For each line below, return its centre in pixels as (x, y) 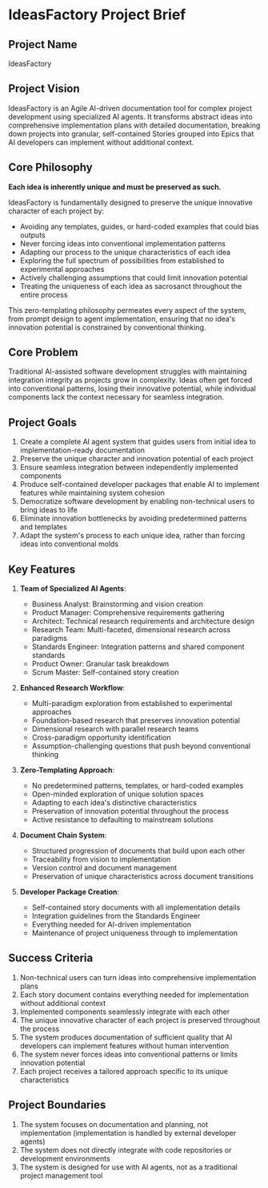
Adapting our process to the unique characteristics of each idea (125, 252)
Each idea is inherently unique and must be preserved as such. (115, 187)
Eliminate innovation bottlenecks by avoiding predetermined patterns (133, 518)
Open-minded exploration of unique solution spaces (118, 794)
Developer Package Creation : (70, 892)
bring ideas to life (48, 510)
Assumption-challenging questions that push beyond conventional (141, 746)
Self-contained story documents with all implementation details (136, 907)
